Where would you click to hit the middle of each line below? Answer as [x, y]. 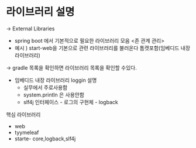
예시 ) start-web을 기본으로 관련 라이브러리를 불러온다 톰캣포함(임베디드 [97, 48]
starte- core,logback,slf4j [45, 139]
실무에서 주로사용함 [45, 87]
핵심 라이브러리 [23, 114]
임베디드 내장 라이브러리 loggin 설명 [56, 80]
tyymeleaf [27, 132]
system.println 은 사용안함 [54, 95]
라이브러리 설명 [40, 12]
